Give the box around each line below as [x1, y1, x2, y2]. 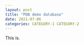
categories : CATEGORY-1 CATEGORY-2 [5, 21, 79, 26]
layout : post [5, 7, 32, 12]
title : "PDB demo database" [5, 12, 64, 17]
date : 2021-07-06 [5, 16, 41, 21]
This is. [5, 35, 20, 41]
